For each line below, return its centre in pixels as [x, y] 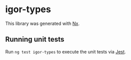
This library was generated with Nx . [42, 23]
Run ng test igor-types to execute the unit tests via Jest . [65, 51]
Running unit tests [35, 39]
